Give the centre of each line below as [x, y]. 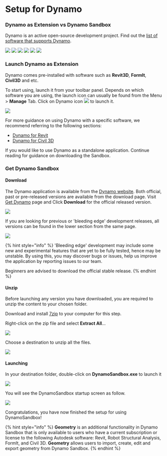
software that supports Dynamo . [38, 41]
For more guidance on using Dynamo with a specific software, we [73, 120]
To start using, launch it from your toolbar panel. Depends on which [75, 90]
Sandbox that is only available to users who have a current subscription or [81, 433]
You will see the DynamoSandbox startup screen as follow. [65, 393]
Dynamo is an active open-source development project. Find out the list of [82, 35]
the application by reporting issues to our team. [54, 261]
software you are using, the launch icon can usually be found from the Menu [83, 95]
